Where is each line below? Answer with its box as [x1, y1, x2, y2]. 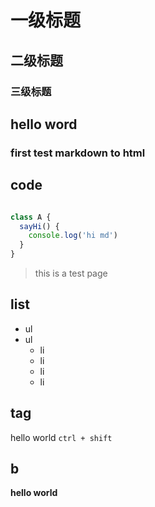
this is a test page [34, 267, 108, 279]
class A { [10, 212, 52, 222]
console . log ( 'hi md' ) [28, 231, 118, 241]
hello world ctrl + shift [10, 431, 113, 443]
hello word [10, 116, 78, 133]
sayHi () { [19, 221, 60, 231]
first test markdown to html [10, 146, 146, 160]
